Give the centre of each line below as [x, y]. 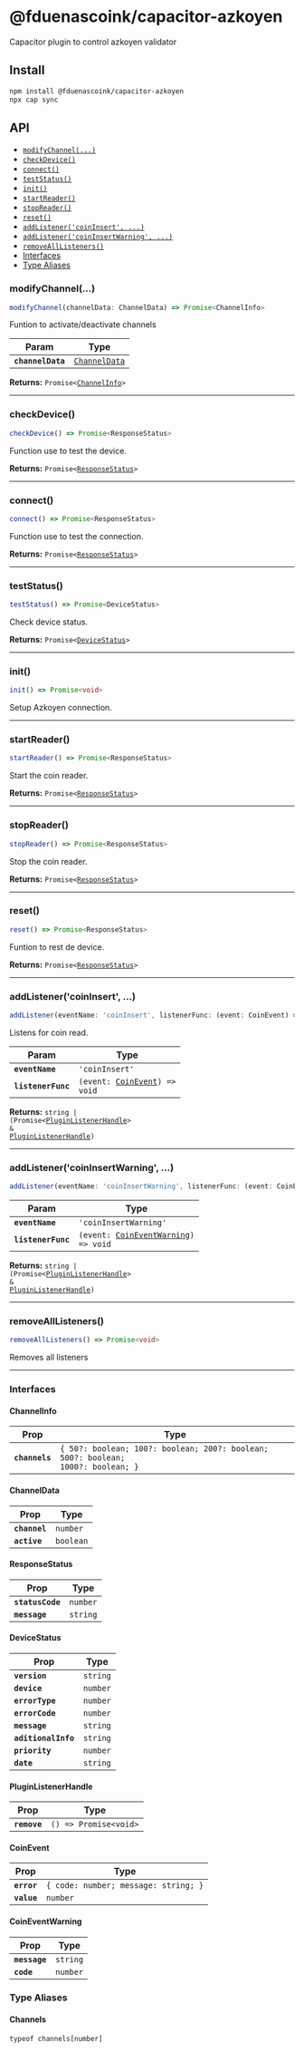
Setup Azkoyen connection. [61, 708]
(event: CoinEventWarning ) [136, 1235]
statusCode [37, 1602]
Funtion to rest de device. [57, 947]
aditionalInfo [44, 1738]
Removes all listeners [49, 1358]
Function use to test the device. [68, 450]
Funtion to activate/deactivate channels [83, 324]
